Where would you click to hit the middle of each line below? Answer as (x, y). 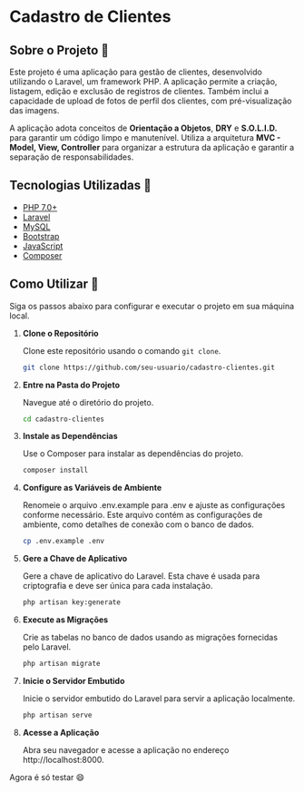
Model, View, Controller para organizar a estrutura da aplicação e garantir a (152, 147)
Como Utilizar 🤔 (54, 284)
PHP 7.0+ (39, 207)
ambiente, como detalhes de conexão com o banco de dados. (138, 524)
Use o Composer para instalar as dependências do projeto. (133, 454)
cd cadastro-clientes (63, 419)
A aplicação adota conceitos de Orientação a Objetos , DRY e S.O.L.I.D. (143, 128)
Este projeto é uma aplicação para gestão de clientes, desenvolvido (136, 72)
